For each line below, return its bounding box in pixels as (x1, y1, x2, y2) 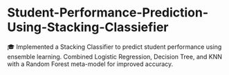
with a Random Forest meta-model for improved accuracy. (7, 60, 174, 68)
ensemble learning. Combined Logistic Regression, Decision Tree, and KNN (7, 52, 223, 61)
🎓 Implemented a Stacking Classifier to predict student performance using (7, 43, 222, 51)
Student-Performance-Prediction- (7, 5, 209, 21)
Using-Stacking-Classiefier (7, 19, 169, 35)
